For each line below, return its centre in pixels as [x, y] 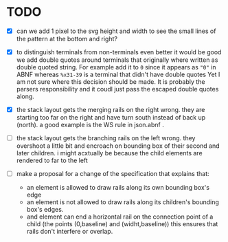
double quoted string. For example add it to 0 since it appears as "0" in [116, 67]
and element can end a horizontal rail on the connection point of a [120, 217]
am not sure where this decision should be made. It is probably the [111, 82]
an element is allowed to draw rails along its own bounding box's [118, 188]
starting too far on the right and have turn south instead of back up [111, 118]
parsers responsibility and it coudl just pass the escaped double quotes [117, 89]
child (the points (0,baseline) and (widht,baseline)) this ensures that [122, 224]
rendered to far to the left [52, 161]
